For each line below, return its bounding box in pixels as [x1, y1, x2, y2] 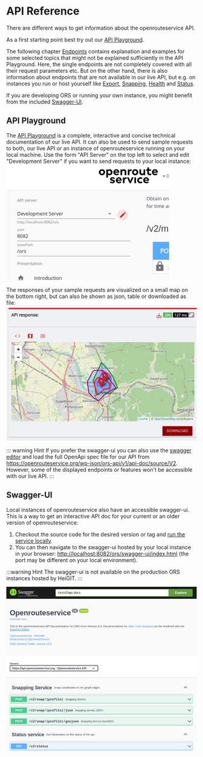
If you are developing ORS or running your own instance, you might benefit [6, 91, 193, 99]
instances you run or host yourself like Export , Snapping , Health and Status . [6, 80, 195, 87]
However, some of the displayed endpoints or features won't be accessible [6, 466, 193, 473]
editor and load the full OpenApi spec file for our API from [6, 453, 150, 460]
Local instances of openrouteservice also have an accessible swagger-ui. [6, 506, 190, 513]
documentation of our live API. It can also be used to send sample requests [6, 138, 193, 145]
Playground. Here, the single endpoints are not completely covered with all [6, 61, 192, 68]
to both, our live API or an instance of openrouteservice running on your [6, 144, 185, 152]
